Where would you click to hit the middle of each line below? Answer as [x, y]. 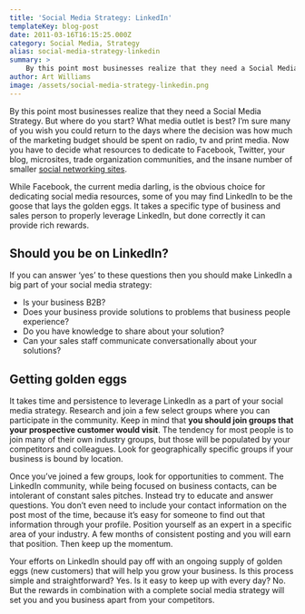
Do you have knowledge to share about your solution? [123, 331]
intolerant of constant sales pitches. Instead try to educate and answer [142, 496]
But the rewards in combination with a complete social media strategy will [147, 590]
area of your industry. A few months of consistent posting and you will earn [150, 534]
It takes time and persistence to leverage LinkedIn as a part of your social [147, 401]
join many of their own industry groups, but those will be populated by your [150, 440]
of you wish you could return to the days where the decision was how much [151, 130]
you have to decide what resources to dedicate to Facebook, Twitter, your [148, 150]
